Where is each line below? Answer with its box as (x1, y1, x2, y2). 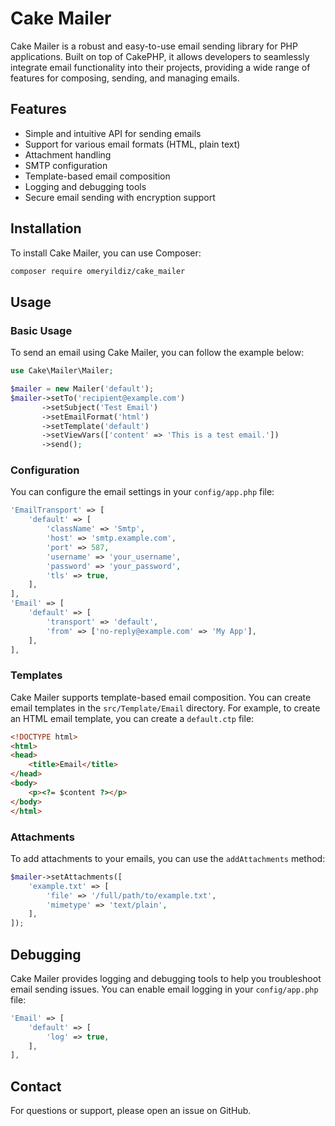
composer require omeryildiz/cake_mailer (10, 266, 186, 276)
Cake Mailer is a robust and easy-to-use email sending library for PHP (10, 40, 298, 52)
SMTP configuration (24, 159, 108, 171)
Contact (10, 1078, 62, 1095)
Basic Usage (10, 323, 73, 337)
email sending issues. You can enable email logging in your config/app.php (10, 983, 319, 995)
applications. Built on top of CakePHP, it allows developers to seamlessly (10, 50, 310, 62)
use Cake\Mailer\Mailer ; (10, 366, 114, 376)
